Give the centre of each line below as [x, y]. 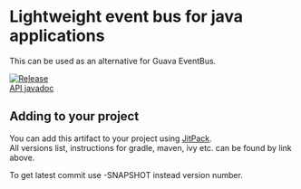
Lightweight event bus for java [126, 17]
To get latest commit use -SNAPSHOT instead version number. [126, 175]
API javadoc [32, 88]
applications [57, 36]
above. [22, 157]
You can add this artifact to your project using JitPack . [111, 138]
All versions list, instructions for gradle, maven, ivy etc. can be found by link [150, 147]
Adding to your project [74, 116]
